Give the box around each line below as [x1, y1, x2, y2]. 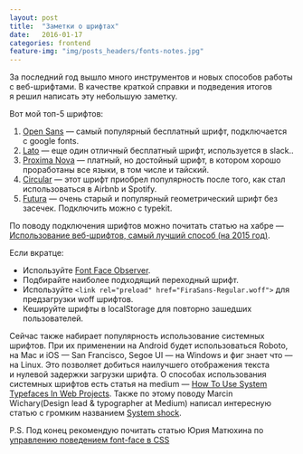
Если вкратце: [9, 248, 64, 259]
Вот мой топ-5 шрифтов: [9, 109, 104, 119]
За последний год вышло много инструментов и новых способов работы [9, 71, 293, 82]
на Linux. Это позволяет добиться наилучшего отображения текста [9, 359, 270, 371]
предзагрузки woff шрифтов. [22, 294, 134, 305]
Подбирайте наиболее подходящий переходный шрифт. [22, 275, 240, 286]
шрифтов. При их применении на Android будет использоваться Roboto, [9, 340, 289, 351]
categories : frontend [9, 38, 91, 48]
